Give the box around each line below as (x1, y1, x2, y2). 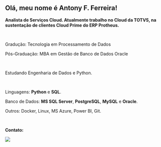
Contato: (5, 127, 24, 133)
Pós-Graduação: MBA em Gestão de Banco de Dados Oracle (5, 51, 128, 57)
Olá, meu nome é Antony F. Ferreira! (5, 4, 118, 12)
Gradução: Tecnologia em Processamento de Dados (5, 41, 111, 47)
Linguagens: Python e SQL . (5, 88, 62, 95)
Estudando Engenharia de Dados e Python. (5, 70, 93, 76)
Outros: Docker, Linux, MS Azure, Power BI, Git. (5, 108, 101, 114)
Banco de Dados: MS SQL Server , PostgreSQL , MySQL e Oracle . (5, 98, 138, 104)
